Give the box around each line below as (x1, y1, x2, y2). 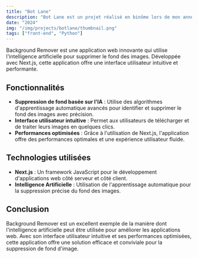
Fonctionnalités (6, 82, 65, 92)
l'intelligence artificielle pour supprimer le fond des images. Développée (6, 53, 181, 60)
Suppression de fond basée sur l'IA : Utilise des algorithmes (14, 98, 163, 105)
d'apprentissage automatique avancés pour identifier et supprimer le (14, 104, 181, 111)
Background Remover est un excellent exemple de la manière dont (6, 220, 167, 227)
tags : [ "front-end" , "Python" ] (6, 31, 83, 37)
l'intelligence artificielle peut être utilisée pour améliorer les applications (6, 226, 181, 233)
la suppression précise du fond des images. (14, 187, 121, 194)
